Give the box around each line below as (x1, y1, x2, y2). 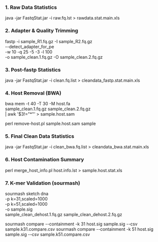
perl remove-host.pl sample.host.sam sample (5, 121, 96, 126)
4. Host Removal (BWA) (5, 90, 62, 97)
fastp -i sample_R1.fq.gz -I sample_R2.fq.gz (5, 38, 93, 44)
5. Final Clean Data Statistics (5, 133, 75, 140)
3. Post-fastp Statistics (5, 66, 61, 73)
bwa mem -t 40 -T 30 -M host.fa (5, 101, 71, 107)
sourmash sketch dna (5, 191, 49, 197)
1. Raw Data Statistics (5, 4, 57, 11)
